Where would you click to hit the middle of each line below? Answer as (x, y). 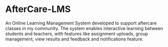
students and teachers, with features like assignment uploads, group (77, 33)
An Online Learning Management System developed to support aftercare (81, 23)
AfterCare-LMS (38, 9)
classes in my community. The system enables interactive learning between (84, 28)
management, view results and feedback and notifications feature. (74, 39)
